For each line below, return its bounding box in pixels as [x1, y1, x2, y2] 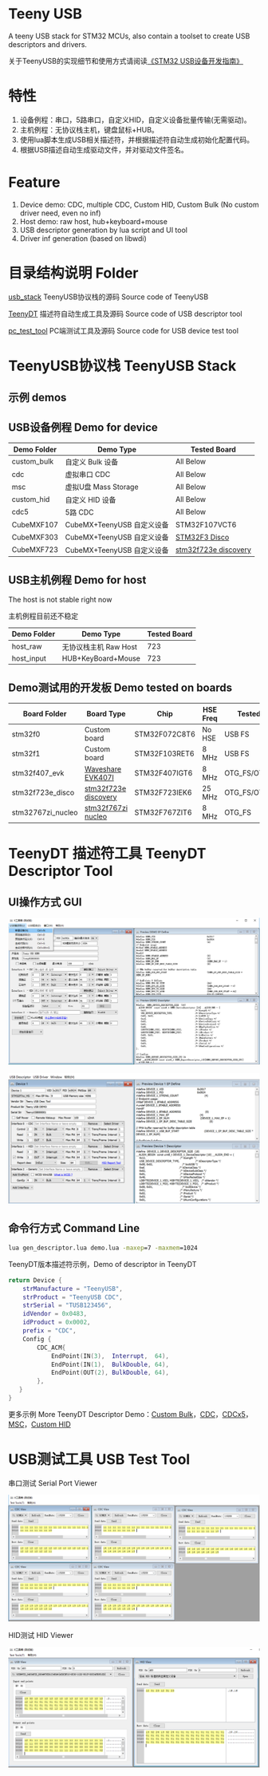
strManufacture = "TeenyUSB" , [22, 1285, 124, 1293]
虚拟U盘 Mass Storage [65, 482, 139, 491]
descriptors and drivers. [8, 39, 88, 49]
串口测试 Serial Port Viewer [8, 1478, 97, 1488]
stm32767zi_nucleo [11, 807, 78, 817]
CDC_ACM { [37, 1344, 66, 1352]
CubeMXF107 [11, 519, 58, 529]
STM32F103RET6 [134, 748, 195, 758]
